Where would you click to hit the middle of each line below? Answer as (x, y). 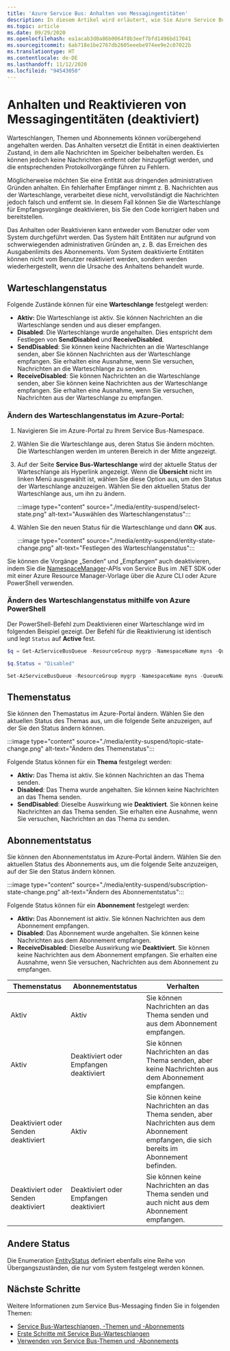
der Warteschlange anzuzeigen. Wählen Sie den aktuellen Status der (114, 486)
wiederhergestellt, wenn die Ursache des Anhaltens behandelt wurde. (105, 266)
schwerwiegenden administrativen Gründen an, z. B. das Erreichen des (107, 244)
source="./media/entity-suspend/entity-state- (151, 540)
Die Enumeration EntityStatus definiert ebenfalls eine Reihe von (96, 1260)
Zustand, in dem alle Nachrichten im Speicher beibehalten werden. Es (105, 153)
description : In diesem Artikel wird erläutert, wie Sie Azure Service (111, 20)
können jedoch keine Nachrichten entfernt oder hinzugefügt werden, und (110, 160)
